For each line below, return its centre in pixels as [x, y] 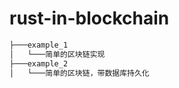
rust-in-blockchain [89, 18]
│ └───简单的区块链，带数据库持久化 [79, 73]
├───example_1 [39, 45]
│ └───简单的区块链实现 [57, 54]
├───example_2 [39, 63]
